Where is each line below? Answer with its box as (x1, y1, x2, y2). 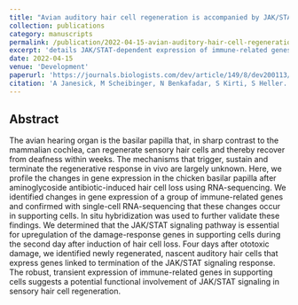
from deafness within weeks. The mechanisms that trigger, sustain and (9, 154, 269, 165)
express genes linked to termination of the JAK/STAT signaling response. (9, 258, 276, 269)
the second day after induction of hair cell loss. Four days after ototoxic (9, 239, 271, 249)
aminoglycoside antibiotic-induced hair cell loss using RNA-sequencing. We (9, 183, 286, 193)
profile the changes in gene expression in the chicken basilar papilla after (9, 173, 277, 184)
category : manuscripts (9, 29, 93, 38)
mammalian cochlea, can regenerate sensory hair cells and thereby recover (9, 145, 286, 155)
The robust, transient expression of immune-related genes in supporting (9, 267, 273, 278)
